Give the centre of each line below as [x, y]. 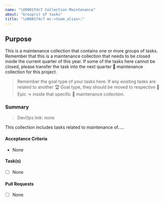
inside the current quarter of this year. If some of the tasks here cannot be [80, 61]
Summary [17, 107]
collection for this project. [31, 72]
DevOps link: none [36, 118]
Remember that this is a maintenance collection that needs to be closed [78, 56]
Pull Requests [19, 184]
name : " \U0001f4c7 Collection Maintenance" [50, 10]
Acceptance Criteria [26, 139]
